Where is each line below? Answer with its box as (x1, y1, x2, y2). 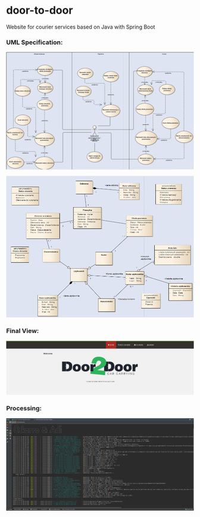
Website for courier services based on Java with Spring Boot (6, 23, 155, 30)
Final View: (6, 327, 39, 335)
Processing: (6, 404, 42, 413)
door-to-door (6, 4, 73, 17)
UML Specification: (6, 38, 63, 46)
